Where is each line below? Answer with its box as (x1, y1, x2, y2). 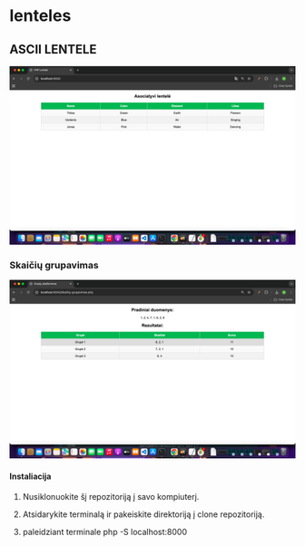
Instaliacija (9, 471, 52, 482)
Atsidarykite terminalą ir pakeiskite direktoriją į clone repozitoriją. (22, 509, 265, 520)
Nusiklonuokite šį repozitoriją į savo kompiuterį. (22, 491, 200, 502)
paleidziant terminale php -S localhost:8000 (22, 526, 188, 537)
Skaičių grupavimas (9, 258, 99, 271)
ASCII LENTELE (9, 42, 97, 57)
